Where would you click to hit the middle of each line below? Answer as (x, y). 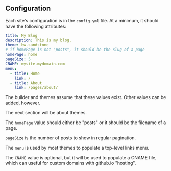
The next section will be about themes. (46, 113)
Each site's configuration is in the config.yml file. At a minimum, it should (82, 20)
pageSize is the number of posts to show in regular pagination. (71, 138)
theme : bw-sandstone (27, 45)
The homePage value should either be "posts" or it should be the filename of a (86, 123)
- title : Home (25, 74)
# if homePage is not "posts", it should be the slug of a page (75, 50)
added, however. (23, 103)
